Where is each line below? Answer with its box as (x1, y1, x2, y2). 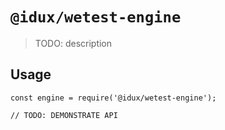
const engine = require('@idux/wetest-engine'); (10, 93, 217, 103)
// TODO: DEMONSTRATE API (10, 110, 118, 120)
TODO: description (34, 37, 113, 49)
